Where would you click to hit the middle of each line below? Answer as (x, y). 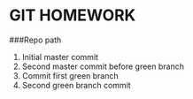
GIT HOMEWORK (73, 15)
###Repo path (35, 40)
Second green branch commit (76, 85)
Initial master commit (60, 57)
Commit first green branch (70, 75)
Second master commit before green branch (103, 66)
